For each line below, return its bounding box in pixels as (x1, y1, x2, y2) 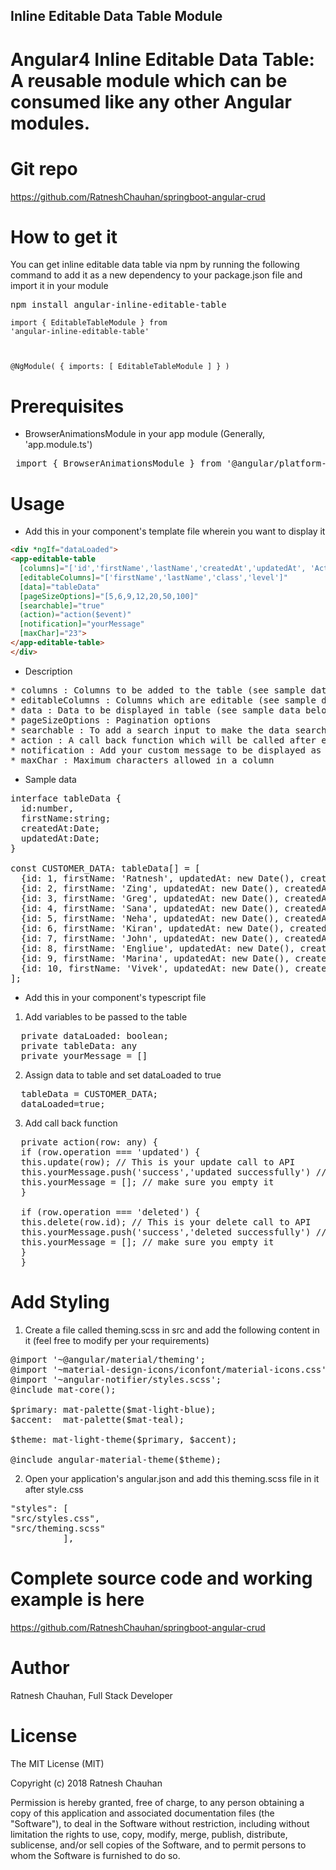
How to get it (10, 225, 118, 248)
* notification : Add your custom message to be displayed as (10, 744, 322, 756)
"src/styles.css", (10, 1512, 101, 1524)
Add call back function (24, 1117, 118, 1129)
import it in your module (10, 280, 109, 292)
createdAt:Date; (20, 822, 101, 834)
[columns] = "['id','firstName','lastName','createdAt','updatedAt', (19, 564, 307, 574)
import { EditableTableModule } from (10, 318, 168, 328)
